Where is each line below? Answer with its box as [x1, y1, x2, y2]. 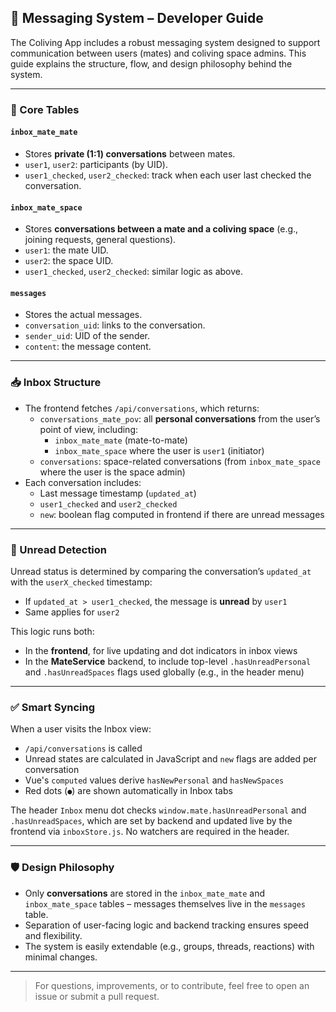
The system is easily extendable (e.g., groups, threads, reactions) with [24, 940, 315, 952]
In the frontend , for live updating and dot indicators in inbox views [24, 644, 298, 656]
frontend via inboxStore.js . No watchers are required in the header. [10, 826, 290, 838]
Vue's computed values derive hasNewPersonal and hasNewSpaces [24, 774, 285, 786]
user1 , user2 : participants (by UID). [24, 158, 169, 170]
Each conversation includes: [24, 476, 142, 488]
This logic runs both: [10, 625, 95, 637]
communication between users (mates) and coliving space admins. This [10, 47, 307, 59]
